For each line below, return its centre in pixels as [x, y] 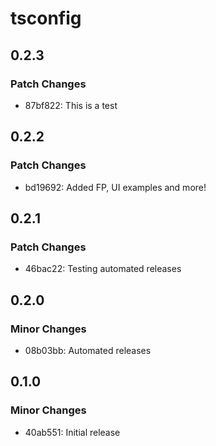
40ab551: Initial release [72, 432]
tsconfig [46, 18]
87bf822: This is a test [71, 105]
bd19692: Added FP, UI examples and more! [115, 187]
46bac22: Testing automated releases [103, 269]
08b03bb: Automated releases [88, 350]
